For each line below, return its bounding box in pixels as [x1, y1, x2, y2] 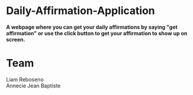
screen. [6, 36, 25, 43]
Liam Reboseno [6, 76, 44, 83]
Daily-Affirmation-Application [6, 4, 155, 18]
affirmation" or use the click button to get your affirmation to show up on [6, 29, 188, 36]
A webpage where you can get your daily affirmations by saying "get [6, 23, 178, 30]
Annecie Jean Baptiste [6, 82, 61, 89]
